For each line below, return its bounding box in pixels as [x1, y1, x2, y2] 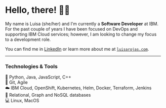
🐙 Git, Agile [5, 79, 28, 85]
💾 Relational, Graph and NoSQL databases [5, 92, 91, 98]
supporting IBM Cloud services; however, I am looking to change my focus [5, 31, 157, 37]
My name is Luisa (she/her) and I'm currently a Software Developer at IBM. [5, 21, 159, 27]
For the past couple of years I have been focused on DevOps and [5, 26, 138, 32]
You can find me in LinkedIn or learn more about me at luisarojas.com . [5, 46, 149, 52]
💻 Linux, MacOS [5, 98, 40, 104]
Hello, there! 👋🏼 [5, 4, 70, 16]
